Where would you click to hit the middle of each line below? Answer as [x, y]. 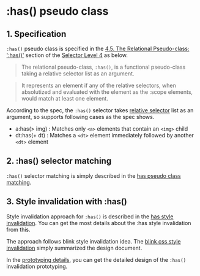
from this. [18, 229]
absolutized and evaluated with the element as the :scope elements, [107, 92]
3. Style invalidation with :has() [67, 201]
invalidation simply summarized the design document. [74, 248]
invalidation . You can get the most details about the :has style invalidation [99, 223]
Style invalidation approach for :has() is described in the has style [90, 217]
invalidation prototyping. [37, 266]
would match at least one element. [65, 98]
